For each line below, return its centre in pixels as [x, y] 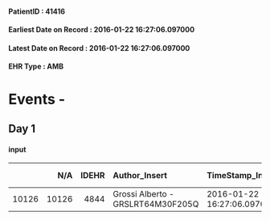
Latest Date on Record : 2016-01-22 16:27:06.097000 [99, 48]
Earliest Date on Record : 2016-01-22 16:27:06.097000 [102, 30]
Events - [37, 99]
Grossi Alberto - [143, 194]
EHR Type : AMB [36, 66]
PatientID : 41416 [37, 11]
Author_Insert [139, 176]
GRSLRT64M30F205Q [155, 204]
